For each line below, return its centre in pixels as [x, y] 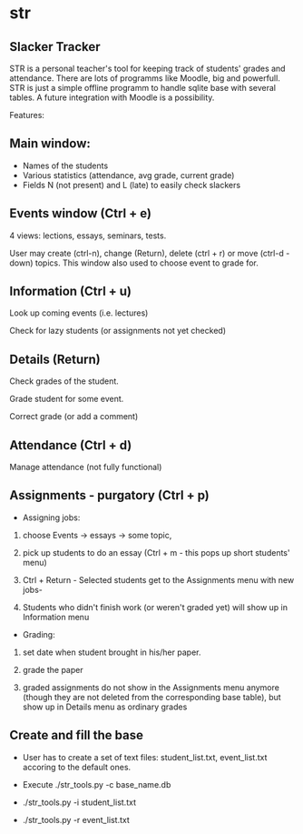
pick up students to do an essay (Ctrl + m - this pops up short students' [156, 552]
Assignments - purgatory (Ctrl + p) [110, 495]
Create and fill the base [76, 735]
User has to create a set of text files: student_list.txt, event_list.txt [145, 757]
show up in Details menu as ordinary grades [105, 707]
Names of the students [65, 166]
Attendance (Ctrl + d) [71, 445]
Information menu [56, 617]
